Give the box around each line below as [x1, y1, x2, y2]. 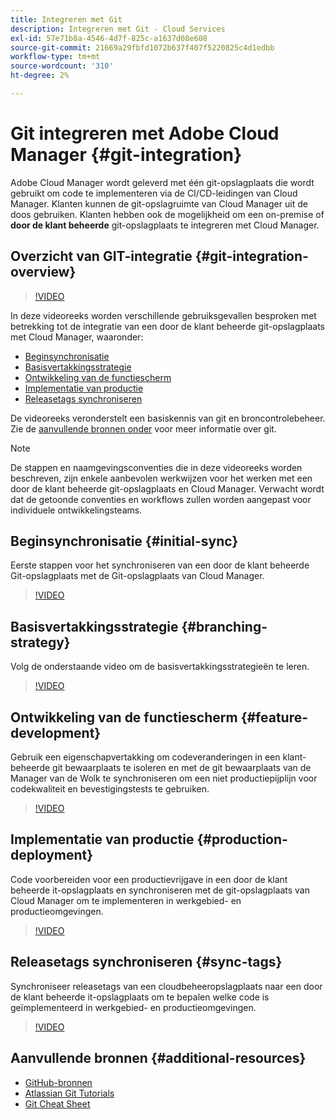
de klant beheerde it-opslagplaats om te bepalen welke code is [10, 991, 270, 1003]
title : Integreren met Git [10, 14, 123, 25]
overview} [10, 264, 77, 281]
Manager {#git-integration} [10, 144, 243, 166]
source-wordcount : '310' [10, 61, 114, 71]
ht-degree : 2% [10, 71, 70, 81]
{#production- [196, 831, 288, 848]
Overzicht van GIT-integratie [10, 248, 193, 265]
